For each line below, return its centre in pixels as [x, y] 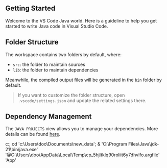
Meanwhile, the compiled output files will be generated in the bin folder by [83, 80]
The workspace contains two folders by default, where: [63, 54]
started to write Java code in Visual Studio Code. [57, 26]
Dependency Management [49, 117]
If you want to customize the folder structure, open [71, 95]
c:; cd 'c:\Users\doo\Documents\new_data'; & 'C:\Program [66, 144]
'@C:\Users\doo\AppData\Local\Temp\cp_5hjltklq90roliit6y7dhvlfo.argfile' [82, 155]
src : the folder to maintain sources [49, 64]
